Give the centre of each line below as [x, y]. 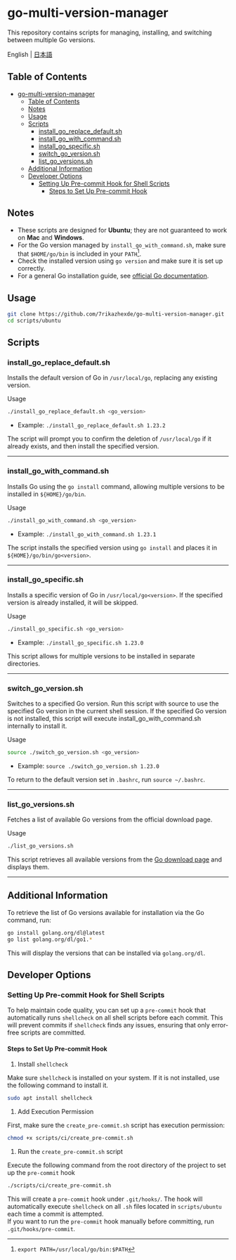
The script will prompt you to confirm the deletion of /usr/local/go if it [110, 439]
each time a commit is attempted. [55, 1214]
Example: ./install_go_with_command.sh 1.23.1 [87, 534]
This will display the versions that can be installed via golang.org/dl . [106, 953]
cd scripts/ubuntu [34, 320]
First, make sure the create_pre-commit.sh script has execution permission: [116, 1125]
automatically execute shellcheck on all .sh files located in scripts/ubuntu [115, 1207]
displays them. [28, 867]
